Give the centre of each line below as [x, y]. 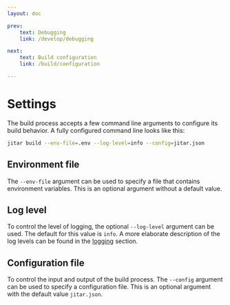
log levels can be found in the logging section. [73, 241]
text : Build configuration [58, 58]
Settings [32, 104]
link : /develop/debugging [57, 39]
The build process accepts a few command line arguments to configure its [113, 123]
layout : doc [24, 13]
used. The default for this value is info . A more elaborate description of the [114, 234]
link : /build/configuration [60, 64]
